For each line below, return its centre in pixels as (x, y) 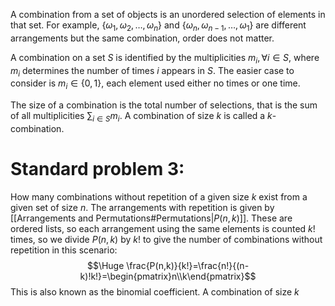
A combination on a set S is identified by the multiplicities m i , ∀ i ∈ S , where (165, 58)
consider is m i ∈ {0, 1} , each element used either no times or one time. (155, 84)
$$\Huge (105, 265)
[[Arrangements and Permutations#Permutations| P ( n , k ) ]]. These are (151, 218)
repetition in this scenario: (64, 250)
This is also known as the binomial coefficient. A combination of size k (155, 291)
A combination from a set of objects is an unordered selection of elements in (168, 14)
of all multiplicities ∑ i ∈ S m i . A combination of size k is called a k (141, 117)
